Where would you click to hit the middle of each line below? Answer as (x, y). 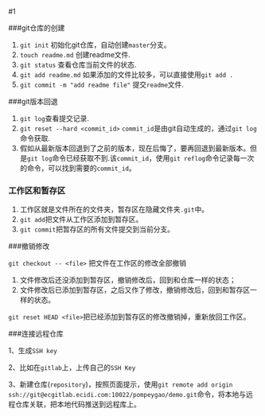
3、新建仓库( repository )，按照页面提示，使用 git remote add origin (121, 384)
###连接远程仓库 (36, 334)
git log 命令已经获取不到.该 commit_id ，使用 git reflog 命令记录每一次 (140, 158)
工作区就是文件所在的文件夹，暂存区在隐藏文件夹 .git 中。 (114, 209)
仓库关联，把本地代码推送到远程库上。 (78, 404)
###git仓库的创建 (37, 28)
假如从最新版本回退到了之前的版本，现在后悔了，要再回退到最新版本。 (135, 148)
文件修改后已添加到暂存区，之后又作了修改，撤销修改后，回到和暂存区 (135, 290)
